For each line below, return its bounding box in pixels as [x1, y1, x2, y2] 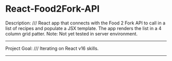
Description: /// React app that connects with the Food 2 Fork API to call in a [5, 20, 165, 26]
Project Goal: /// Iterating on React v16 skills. [5, 45, 99, 51]
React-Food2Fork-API [5, 3, 100, 15]
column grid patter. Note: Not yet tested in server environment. [5, 30, 138, 37]
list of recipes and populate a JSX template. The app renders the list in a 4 [5, 25, 162, 31]
